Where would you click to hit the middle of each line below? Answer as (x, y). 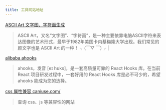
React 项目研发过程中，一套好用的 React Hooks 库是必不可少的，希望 (89, 74)
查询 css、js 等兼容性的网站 (46, 102)
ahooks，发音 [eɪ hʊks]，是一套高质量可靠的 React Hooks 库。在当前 (89, 68)
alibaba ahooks (21, 57)
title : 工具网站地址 (24, 10)
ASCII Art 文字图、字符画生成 (35, 24)
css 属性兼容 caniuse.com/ (33, 91)
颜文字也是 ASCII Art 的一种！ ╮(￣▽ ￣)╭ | (63, 47)
